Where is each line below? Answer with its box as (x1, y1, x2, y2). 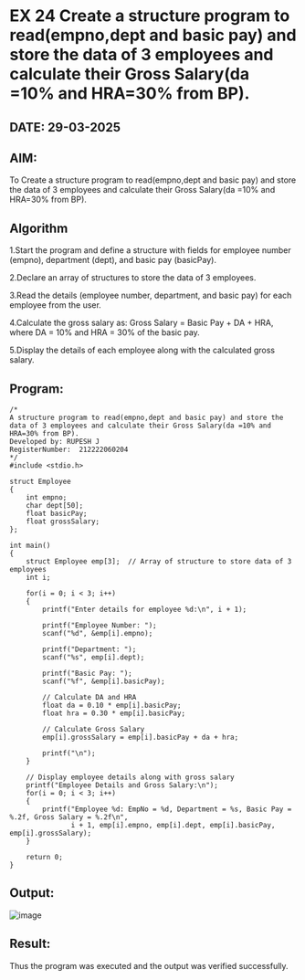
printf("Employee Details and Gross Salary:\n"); (26, 781, 219, 790)
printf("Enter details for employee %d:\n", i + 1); (42, 605, 247, 615)
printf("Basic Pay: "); (42, 669, 132, 679)
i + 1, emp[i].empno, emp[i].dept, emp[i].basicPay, (70, 821, 276, 830)
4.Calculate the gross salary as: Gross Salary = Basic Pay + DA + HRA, (9, 317, 274, 329)
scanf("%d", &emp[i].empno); (42, 629, 153, 638)
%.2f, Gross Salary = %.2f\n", (9, 813, 129, 822)
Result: (9, 936, 51, 952)
